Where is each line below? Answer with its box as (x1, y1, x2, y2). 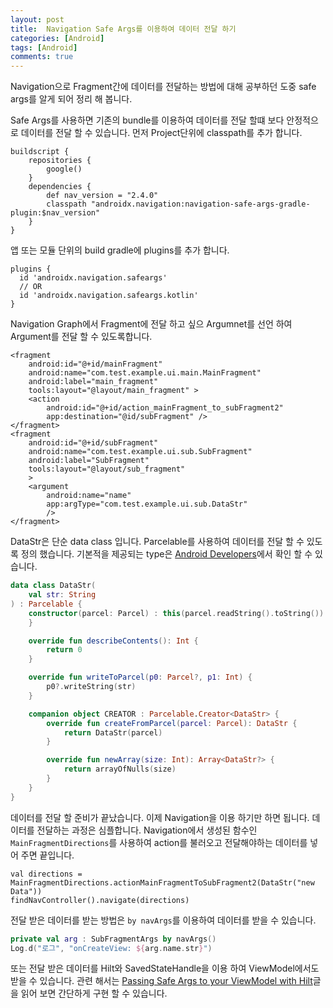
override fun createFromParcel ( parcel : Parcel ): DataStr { (46, 718, 298, 728)
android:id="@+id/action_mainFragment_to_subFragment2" (46, 403, 284, 413)
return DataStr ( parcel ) (63, 727, 163, 738)
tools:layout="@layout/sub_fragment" (28, 464, 186, 475)
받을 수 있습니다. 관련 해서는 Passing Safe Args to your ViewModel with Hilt (10, 975, 313, 987)
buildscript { (10, 147, 70, 157)
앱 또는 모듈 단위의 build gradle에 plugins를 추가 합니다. (10, 244, 230, 256)
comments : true (10, 52, 74, 62)
